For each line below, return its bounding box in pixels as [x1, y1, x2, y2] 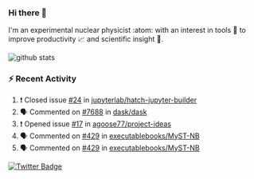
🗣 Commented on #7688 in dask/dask [19, 107, 147, 117]
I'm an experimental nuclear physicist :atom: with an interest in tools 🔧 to [8, 26, 247, 35]
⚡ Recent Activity [8, 74, 77, 85]
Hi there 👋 [8, 7, 48, 18]
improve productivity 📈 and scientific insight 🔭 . [8, 34, 164, 44]
